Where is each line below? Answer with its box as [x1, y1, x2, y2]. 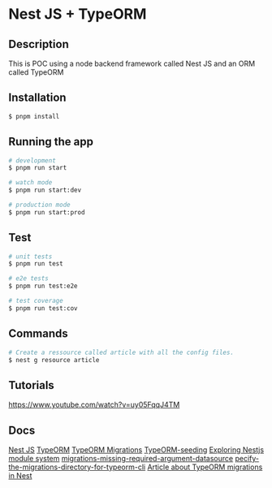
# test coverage [8, 297, 63, 305]
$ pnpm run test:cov [8, 304, 79, 313]
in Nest [8, 471, 32, 480]
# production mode [8, 201, 71, 209]
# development [8, 156, 57, 165]
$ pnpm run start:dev [8, 186, 82, 195]
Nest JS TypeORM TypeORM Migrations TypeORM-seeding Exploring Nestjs [8, 445, 265, 455]
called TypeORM [8, 67, 64, 77]
